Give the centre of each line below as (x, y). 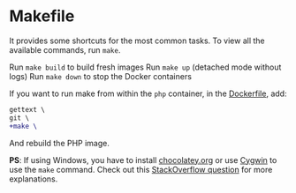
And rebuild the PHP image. (60, 143)
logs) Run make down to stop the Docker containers (101, 76)
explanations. (34, 179)
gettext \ (27, 109)
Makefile (42, 16)
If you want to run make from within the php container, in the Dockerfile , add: (148, 93)
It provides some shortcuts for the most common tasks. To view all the (137, 41)
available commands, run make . (65, 49)
